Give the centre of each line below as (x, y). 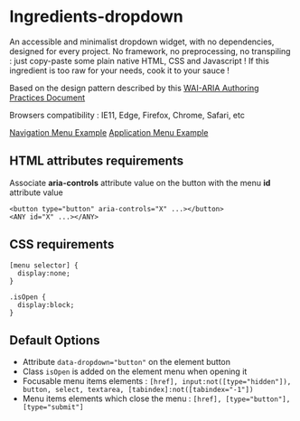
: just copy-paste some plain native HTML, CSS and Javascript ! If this (139, 61)
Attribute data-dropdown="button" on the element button (127, 362)
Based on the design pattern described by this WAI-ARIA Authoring (134, 88)
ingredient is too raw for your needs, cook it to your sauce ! (120, 70)
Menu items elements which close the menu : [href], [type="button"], (156, 398)
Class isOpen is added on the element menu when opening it (135, 371)
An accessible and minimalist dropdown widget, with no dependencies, (142, 42)
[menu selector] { (44, 265)
